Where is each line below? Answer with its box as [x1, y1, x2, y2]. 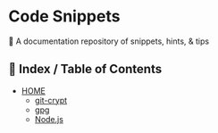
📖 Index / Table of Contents [8, 62, 163, 77]
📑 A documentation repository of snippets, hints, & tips [8, 36, 210, 46]
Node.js [34, 113, 64, 124]
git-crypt [34, 95, 68, 105]
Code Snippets [8, 6, 121, 27]
